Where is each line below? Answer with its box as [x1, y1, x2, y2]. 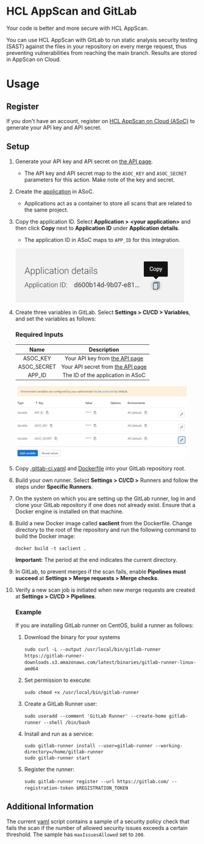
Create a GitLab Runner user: [24, 700, 97, 707]
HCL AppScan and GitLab [6, 4, 137, 18]
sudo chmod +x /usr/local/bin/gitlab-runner [24, 690, 139, 696]
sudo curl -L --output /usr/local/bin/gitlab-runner [24, 647, 161, 653]
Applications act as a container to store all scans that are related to [24, 199, 192, 207]
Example [15, 608, 42, 616]
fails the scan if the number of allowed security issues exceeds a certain [6, 824, 188, 831]
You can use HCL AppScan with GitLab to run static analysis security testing [6, 36, 198, 43]
